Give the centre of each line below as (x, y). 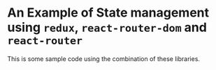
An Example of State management (108, 13)
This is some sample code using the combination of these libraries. (104, 59)
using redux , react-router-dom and (107, 27)
